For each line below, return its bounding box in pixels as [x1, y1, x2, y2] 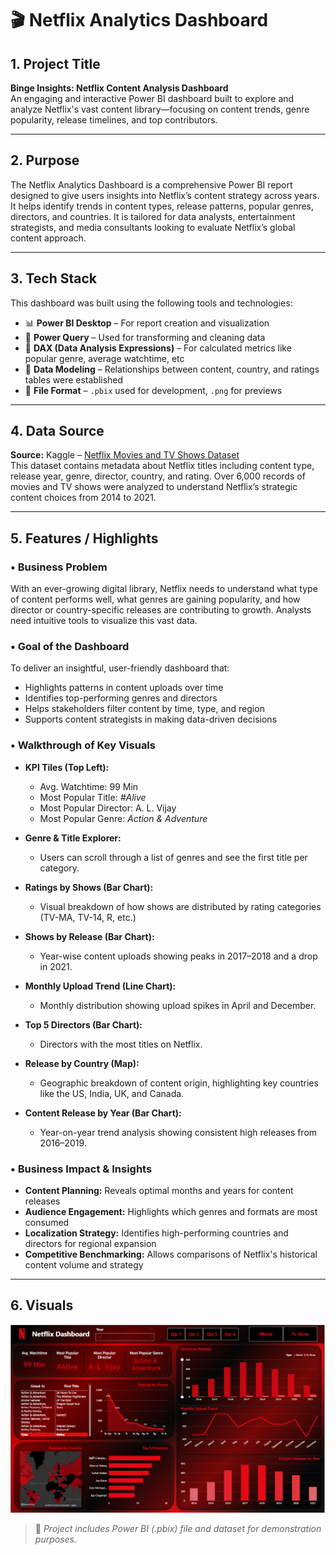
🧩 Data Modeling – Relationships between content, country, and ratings [24, 363, 320, 375]
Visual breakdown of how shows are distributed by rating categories [39, 900, 322, 912]
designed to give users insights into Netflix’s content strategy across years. [10, 189, 320, 201]
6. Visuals [10, 1297, 74, 1314]
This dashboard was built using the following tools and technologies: [10, 297, 293, 309]
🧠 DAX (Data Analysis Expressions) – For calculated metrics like [24, 342, 292, 354]
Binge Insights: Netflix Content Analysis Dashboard [10, 82, 229, 94]
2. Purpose [10, 152, 80, 169]
